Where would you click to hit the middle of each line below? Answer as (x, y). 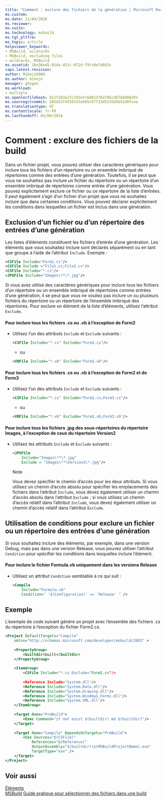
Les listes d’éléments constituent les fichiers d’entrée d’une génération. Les (82, 242)
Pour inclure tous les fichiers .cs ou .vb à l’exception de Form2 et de (76, 372)
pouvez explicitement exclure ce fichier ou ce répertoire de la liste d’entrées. (83, 191)
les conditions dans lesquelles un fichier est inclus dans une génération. (79, 207)
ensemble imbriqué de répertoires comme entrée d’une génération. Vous (79, 185)
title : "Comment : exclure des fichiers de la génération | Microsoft (79, 10)
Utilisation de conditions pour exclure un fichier (80, 524)
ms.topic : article (24, 42)
